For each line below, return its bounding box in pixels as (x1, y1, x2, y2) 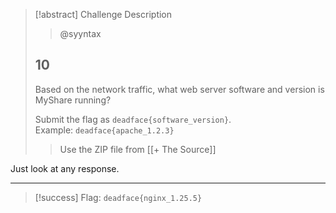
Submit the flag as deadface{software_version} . (34, 113, 232, 125)
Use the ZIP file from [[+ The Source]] (59, 143, 217, 155)
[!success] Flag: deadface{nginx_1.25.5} (34, 191, 203, 203)
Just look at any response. (10, 162, 120, 174)
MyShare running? (34, 94, 112, 106)
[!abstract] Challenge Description (34, 9, 173, 20)
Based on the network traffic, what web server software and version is (34, 83, 325, 95)
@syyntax (59, 28, 102, 39)
